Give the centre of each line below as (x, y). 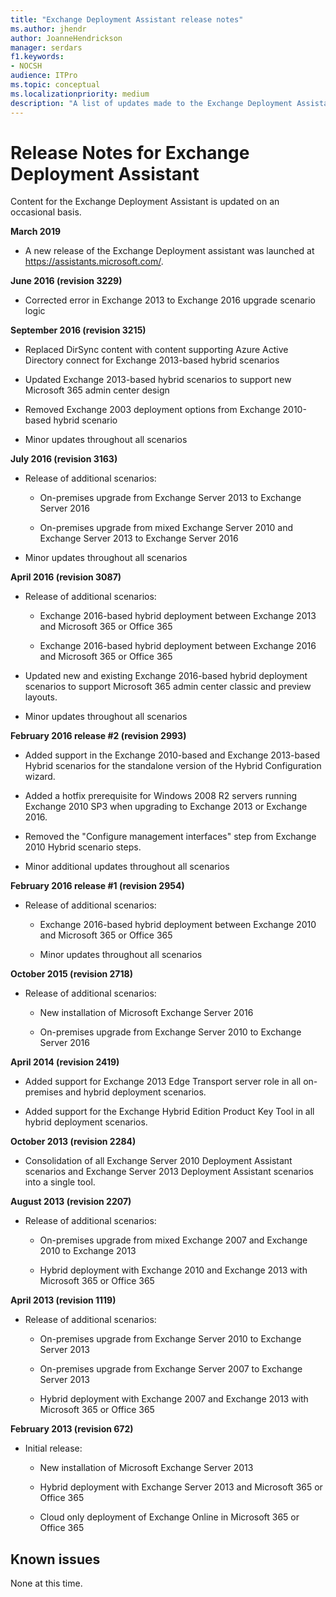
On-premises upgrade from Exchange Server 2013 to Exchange (170, 498)
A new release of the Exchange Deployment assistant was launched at (169, 251)
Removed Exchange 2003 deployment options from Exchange (152, 410)
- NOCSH (26, 66)
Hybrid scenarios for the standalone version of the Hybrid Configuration (173, 766)
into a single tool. (60, 1182)
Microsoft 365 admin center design (97, 390)
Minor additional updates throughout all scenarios (127, 867)
